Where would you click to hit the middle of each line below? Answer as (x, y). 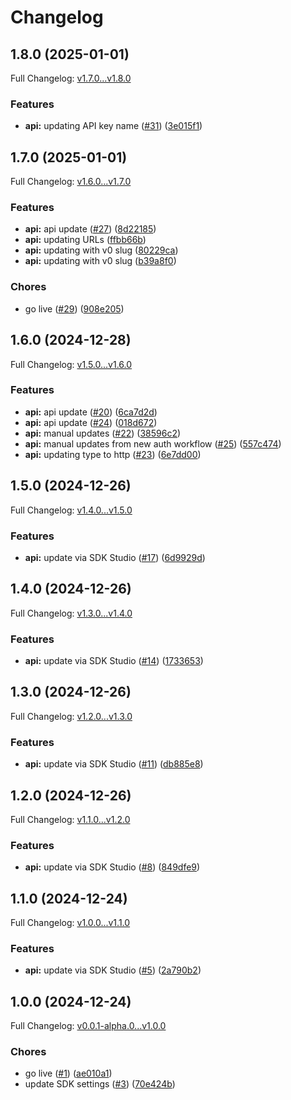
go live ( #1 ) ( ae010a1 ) (68, 1073)
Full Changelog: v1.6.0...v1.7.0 (71, 182)
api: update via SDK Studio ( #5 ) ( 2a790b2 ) (113, 970)
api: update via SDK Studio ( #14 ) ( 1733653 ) (114, 661)
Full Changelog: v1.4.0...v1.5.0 (71, 510)
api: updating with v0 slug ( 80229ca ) (101, 250)
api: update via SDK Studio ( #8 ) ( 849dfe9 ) (112, 867)
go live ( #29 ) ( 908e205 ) (74, 308)
